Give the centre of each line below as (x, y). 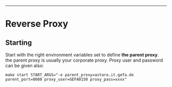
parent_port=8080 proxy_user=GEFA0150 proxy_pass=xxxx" (66, 79)
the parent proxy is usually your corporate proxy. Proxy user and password (84, 60)
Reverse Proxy (37, 24)
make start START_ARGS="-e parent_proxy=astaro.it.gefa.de (70, 75)
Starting (19, 42)
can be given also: (25, 66)
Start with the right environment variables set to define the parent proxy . (82, 55)
